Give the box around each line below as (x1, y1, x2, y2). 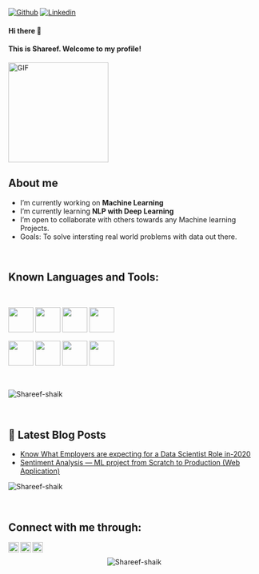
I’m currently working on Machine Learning (19, 197, 164, 207)
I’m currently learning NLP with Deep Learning (19, 206, 174, 216)
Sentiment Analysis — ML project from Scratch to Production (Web (19, 458, 241, 468)
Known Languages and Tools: (8, 270, 159, 284)
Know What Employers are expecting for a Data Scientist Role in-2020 (19, 449, 251, 459)
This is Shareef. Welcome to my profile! (8, 44, 141, 54)
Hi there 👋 (8, 26, 42, 35)
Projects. (19, 223, 50, 233)
